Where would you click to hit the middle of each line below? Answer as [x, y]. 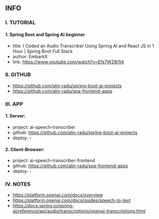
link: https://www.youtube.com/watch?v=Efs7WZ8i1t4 [68, 62]
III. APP [14, 104]
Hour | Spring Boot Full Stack [43, 51]
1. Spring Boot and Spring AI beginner [45, 34]
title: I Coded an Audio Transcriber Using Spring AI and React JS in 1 [83, 46]
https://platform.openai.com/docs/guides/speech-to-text [71, 200]
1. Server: [15, 116]
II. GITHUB [18, 75]
